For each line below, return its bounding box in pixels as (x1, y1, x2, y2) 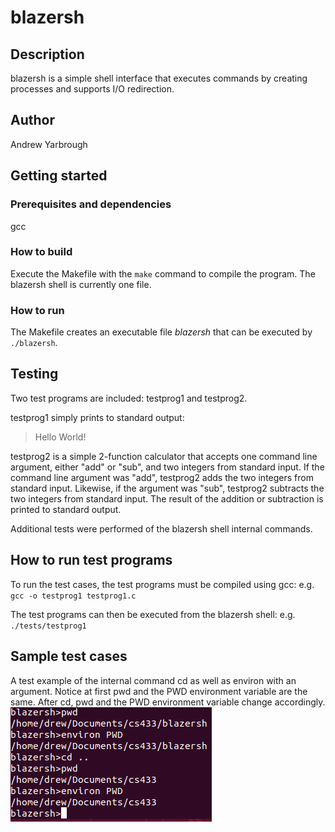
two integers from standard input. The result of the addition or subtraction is (10, 492, 324, 505)
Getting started (10, 167, 108, 185)
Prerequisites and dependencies (10, 197, 172, 211)
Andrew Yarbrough (10, 138, 88, 150)
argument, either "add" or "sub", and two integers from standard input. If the (10, 461, 325, 473)
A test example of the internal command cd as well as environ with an (10, 674, 297, 686)
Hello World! (34, 431, 87, 443)
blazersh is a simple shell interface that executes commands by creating (10, 72, 308, 84)
